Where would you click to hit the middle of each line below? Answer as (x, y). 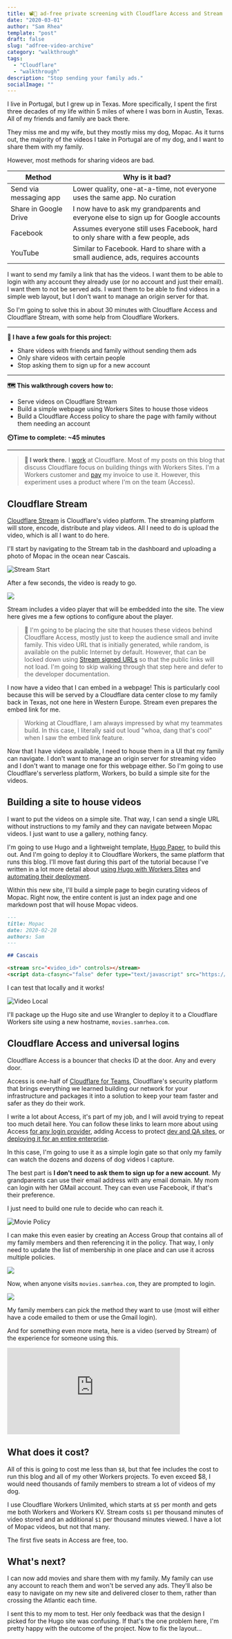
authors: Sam (26, 936)
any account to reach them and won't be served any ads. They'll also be (110, 1586)
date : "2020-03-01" (35, 20)
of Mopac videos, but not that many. (59, 1526)
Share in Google (37, 209)
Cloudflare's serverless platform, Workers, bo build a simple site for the (109, 773)
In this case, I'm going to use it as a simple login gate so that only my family (115, 1152)
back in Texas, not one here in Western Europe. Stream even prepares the (112, 703)
